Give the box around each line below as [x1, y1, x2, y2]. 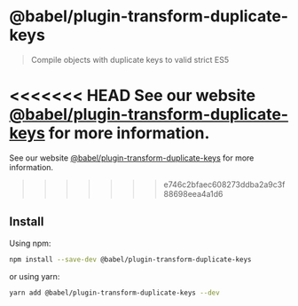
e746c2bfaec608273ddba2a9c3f [163, 179, 286, 190]
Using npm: [9, 238, 51, 248]
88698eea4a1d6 [163, 188, 223, 199]
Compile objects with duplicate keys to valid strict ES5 [30, 54, 229, 65]
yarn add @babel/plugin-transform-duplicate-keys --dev [9, 288, 220, 297]
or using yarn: [9, 271, 60, 281]
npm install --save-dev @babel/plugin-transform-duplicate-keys [9, 255, 252, 263]
